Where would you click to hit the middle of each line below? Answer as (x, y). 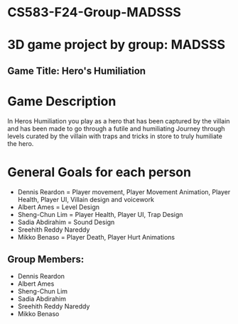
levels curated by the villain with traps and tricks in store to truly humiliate (115, 136)
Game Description (62, 101)
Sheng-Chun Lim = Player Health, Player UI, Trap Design (100, 214)
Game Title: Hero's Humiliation (77, 71)
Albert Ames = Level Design (58, 207)
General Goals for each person (99, 172)
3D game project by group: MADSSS (117, 45)
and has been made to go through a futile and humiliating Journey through (116, 128)
